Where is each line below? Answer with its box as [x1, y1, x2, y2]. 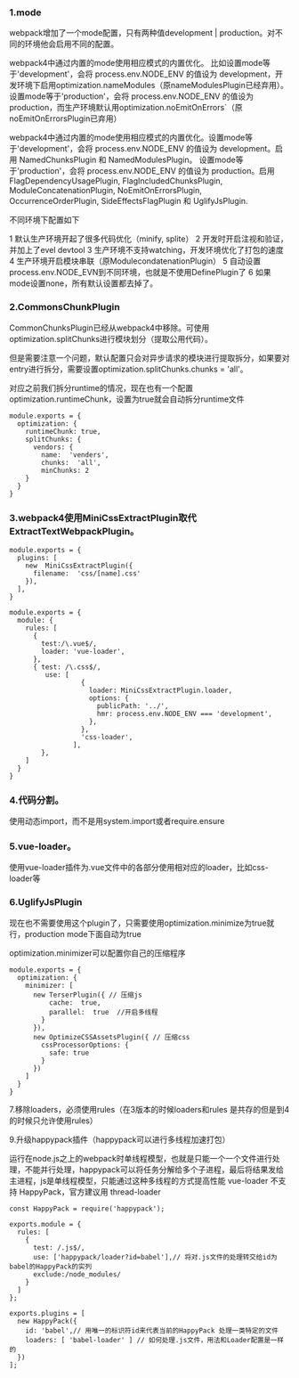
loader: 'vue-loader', [41, 647, 125, 656]
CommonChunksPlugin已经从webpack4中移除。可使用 [9, 322, 210, 333]
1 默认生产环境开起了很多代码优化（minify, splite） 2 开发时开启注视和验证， [9, 233, 289, 244]
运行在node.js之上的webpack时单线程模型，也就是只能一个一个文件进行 [9, 1153, 273, 1163]
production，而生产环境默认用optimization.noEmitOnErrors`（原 [9, 102, 243, 113]
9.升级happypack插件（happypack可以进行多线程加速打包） [9, 1134, 230, 1145]
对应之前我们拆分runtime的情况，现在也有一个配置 [9, 382, 194, 393]
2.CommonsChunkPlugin [9, 301, 120, 314]
